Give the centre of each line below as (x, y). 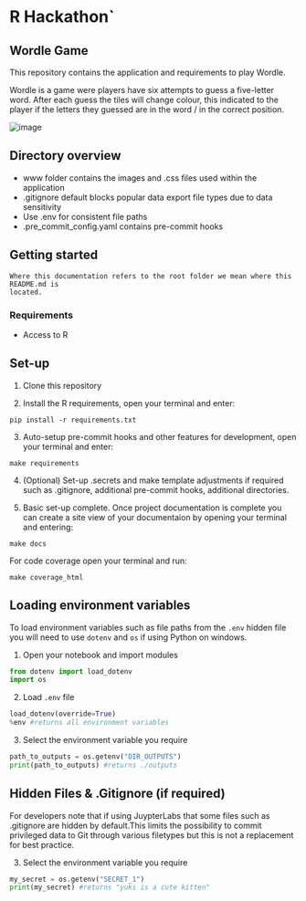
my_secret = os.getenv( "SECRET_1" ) (77, 879)
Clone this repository (62, 385)
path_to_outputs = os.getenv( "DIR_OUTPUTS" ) (95, 757)
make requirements (44, 463)
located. (26, 292)
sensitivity (42, 206)
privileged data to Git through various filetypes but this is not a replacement (152, 835)
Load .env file (48, 697)
